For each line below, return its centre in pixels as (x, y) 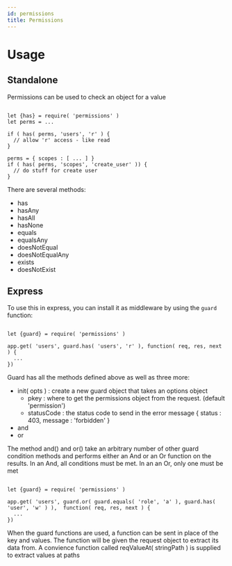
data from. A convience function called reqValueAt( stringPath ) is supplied (114, 548)
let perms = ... (31, 122)
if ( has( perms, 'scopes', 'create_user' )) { (77, 164)
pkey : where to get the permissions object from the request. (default (126, 398)
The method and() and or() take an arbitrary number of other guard (103, 448)
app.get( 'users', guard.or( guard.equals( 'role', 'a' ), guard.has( (111, 502)
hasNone (30, 225)
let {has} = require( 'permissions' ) (63, 115)
